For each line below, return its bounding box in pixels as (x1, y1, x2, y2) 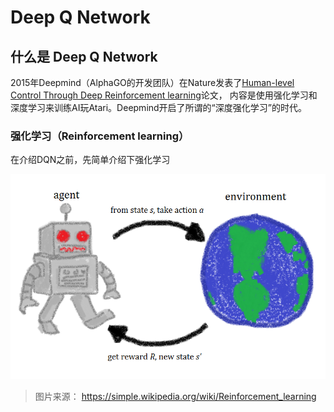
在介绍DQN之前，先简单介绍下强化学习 (10, 154, 171, 166)
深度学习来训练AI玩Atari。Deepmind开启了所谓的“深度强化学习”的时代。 (10, 102, 307, 113)
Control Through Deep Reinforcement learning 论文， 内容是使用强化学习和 (10, 89, 318, 101)
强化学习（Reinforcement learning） (10, 129, 190, 143)
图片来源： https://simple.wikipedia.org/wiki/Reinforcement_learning (34, 390, 317, 402)
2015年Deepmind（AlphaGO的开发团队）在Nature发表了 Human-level (10, 77, 295, 88)
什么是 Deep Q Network (10, 48, 158, 65)
